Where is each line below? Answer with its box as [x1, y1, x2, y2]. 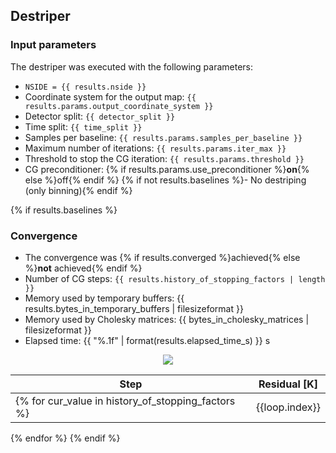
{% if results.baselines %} [10, 204, 118, 216]
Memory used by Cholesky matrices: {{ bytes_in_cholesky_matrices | [24, 313, 310, 325]
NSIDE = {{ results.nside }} [24, 82, 147, 92]
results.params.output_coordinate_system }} [24, 101, 214, 111]
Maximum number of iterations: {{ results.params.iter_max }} [24, 142, 287, 154]
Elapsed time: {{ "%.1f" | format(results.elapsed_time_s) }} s [24, 334, 271, 346]
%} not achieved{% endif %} [24, 262, 143, 274]
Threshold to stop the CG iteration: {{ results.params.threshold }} [24, 152, 305, 164]
